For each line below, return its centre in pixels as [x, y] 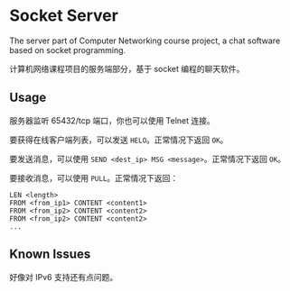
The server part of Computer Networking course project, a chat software [145, 41]
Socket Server [64, 16]
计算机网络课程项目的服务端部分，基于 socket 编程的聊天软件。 [127, 68]
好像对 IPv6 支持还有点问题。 [64, 277]
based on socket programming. [68, 50]
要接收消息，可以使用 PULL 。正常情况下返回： [94, 177]
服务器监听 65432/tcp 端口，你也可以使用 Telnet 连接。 [112, 120]
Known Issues [50, 255]
